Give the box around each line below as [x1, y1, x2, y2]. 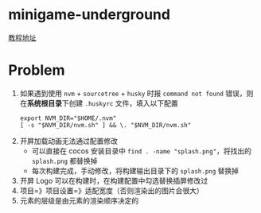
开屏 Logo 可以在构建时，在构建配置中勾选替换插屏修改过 [19, 176, 208, 185]
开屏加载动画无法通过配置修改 [19, 136, 118, 145]
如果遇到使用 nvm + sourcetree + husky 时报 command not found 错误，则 [19, 88, 254, 98]
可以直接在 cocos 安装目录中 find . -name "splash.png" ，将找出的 [31, 145, 252, 156]
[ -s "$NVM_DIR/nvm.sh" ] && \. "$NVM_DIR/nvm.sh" [19, 121, 192, 129]
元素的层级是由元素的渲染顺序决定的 [19, 196, 139, 205]
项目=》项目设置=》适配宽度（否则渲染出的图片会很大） [19, 185, 205, 196]
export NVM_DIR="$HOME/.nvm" [19, 114, 117, 122]
